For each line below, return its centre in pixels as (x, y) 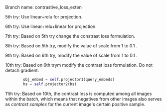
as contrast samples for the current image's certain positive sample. (75, 104)
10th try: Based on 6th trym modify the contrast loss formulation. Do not (79, 65)
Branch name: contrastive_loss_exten (44, 7)
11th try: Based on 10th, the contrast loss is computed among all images (79, 94)
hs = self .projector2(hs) (50, 84)
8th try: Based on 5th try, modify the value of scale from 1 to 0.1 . (72, 46)
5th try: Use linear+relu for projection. (44, 17)
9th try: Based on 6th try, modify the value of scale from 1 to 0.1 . (72, 55)
